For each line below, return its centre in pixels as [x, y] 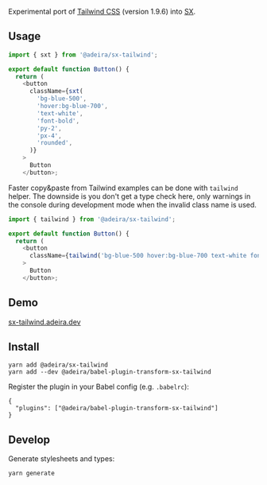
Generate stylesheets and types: [62, 459]
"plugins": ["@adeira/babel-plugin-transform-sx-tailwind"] [117, 409]
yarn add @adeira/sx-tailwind [58, 365]
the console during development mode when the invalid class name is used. [132, 204]
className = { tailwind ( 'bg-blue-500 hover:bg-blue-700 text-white [138, 256]
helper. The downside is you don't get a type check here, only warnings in [130, 196]
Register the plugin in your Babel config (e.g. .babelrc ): [99, 387]
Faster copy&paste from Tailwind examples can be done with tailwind [123, 188]
